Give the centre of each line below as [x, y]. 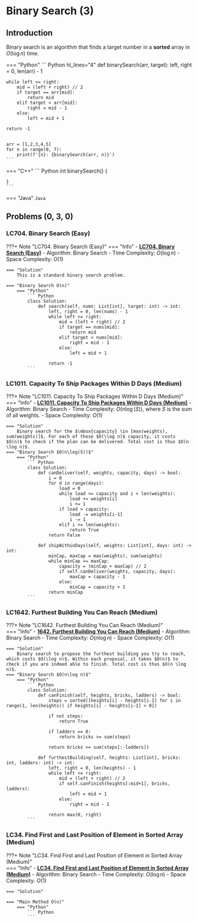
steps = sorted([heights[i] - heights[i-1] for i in [115, 701]
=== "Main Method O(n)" [35, 902]
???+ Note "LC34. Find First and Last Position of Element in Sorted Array [94, 855]
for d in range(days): [76, 483]
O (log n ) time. [23, 53]
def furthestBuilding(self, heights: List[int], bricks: [109, 758]
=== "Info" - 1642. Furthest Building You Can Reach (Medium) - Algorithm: [98, 632]
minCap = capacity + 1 [98, 587]
